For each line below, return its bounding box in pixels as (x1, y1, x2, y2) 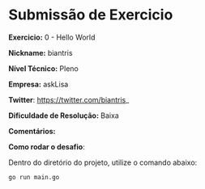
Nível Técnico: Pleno (8, 63, 79, 73)
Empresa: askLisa (8, 79, 69, 89)
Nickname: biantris (8, 48, 73, 57)
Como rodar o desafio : (8, 141, 85, 151)
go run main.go (8, 173, 60, 181)
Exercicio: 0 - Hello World (8, 32, 96, 42)
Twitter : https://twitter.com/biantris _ (8, 94, 130, 104)
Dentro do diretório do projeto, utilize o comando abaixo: (8, 157, 198, 167)
